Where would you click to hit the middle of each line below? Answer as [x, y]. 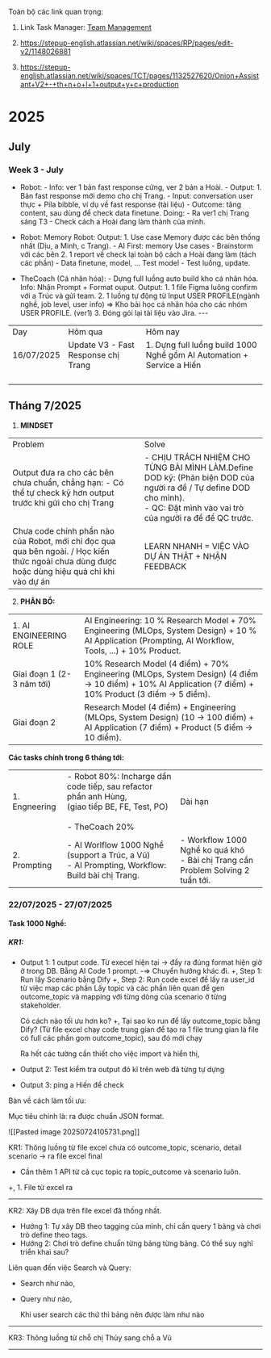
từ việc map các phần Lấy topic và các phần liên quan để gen [122, 988]
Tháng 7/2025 [45, 406]
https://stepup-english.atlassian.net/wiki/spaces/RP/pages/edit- [127, 43]
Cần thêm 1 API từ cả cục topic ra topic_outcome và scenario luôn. [130, 1172]
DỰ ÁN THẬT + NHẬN [186, 556]
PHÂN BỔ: [38, 601]
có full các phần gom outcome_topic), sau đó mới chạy [111, 1038]
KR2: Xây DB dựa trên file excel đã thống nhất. [85, 1211]
